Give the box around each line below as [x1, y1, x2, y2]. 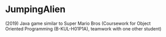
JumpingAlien [5, 4, 66, 15]
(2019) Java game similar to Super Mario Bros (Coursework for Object [5, 20, 151, 26]
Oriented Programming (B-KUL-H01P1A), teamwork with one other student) [5, 25, 162, 31]
